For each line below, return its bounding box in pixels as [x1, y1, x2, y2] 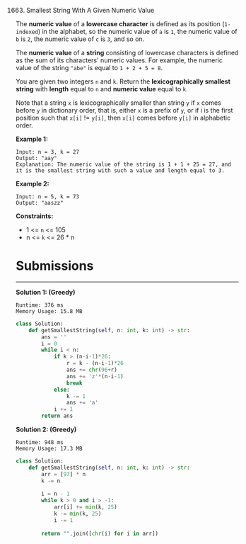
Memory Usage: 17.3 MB [16, 446, 83, 453]
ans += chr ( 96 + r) [66, 366, 118, 374]
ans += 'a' [66, 399, 99, 407]
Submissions [16, 258, 94, 274]
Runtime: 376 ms [16, 301, 64, 309]
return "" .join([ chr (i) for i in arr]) [41, 530, 159, 537]
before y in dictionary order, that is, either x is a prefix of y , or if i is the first [16, 106, 233, 114]
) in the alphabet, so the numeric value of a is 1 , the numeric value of [37, 28, 238, 35]
